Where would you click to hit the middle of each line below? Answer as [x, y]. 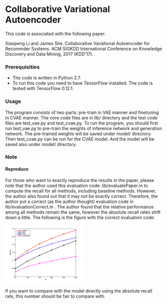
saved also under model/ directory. [41, 144]
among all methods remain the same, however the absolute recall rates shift [83, 212]
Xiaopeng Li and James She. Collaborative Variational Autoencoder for [78, 43]
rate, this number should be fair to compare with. [55, 296]
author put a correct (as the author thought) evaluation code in [69, 201]
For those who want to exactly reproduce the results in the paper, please [80, 180]
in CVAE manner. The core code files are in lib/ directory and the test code [82, 117]
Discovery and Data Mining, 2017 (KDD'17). [49, 54]
